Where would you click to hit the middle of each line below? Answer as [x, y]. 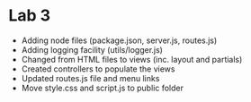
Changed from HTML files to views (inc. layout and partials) [132, 59]
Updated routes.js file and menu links [90, 78]
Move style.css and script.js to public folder [102, 88]
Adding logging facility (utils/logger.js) [92, 49]
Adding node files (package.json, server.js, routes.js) [119, 40]
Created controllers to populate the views [98, 69]
